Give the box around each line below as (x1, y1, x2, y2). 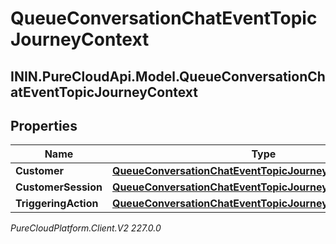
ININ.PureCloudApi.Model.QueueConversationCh (10, 68, 326, 85)
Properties (10, 117, 78, 134)
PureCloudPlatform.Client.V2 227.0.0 (10, 222, 162, 234)
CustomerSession (15, 180, 103, 194)
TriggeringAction (15, 197, 99, 211)
